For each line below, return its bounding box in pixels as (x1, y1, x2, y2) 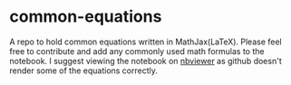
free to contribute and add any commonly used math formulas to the (9, 45, 265, 56)
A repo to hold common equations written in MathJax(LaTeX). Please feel (9, 36, 283, 47)
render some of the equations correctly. (9, 65, 159, 76)
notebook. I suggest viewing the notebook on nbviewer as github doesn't (9, 55, 283, 66)
